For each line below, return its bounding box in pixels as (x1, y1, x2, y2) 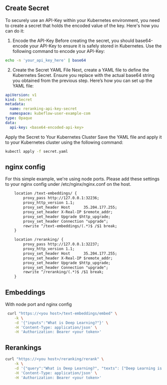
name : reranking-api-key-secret (9, 106, 77, 111)
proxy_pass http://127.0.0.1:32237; (23, 242, 99, 247)
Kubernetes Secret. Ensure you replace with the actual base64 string (12, 72, 155, 78)
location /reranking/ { (14, 237, 64, 242)
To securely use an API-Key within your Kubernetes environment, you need (5, 17, 160, 23)
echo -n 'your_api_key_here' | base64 (5, 57, 86, 63)
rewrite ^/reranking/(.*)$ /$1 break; (23, 270, 104, 275)
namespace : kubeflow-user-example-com (9, 111, 91, 116)
